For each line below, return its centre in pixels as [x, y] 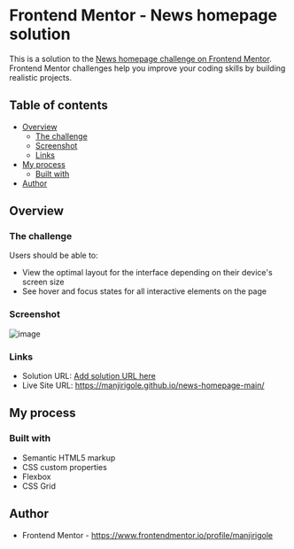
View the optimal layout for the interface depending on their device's [147, 273]
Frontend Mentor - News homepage [143, 15]
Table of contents [58, 106]
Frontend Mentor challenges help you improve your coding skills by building [147, 68]
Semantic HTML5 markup [69, 458]
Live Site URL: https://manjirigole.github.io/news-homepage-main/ [143, 385]
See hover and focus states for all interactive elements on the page [144, 291]
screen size [43, 282]
